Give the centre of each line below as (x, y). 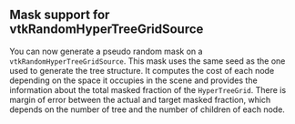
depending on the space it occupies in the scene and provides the (133, 80)
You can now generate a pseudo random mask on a (106, 51)
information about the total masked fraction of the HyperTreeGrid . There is (148, 89)
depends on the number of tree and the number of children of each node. (147, 109)
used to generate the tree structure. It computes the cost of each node (142, 70)
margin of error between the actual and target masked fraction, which (140, 99)
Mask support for (60, 15)
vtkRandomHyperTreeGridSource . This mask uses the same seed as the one (147, 61)
